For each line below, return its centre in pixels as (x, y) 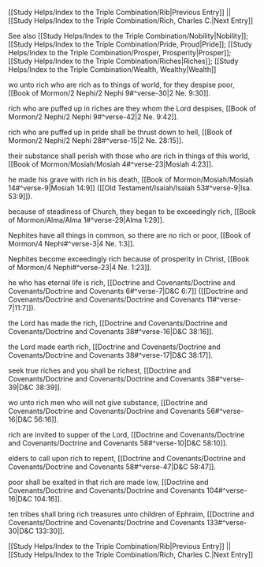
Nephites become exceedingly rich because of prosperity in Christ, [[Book (129, 259)
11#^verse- (224, 299)
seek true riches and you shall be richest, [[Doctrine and (100, 370)
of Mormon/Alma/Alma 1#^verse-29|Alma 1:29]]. (86, 220)
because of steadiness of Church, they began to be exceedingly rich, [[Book (132, 212)
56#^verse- (225, 411)
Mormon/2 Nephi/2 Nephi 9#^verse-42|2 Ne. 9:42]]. (93, 117)
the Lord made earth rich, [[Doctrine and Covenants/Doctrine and (114, 347)
